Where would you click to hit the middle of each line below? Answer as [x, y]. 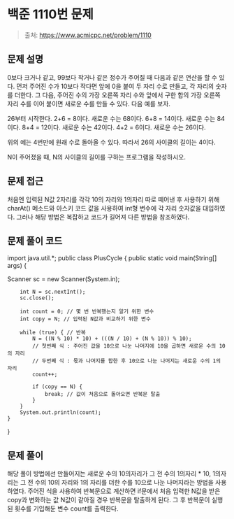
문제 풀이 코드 [35, 241]
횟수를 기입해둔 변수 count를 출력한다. [66, 509]
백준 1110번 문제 [51, 14]
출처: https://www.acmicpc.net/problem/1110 [88, 35]
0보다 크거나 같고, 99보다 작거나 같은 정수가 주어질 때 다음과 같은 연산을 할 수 [112, 77]
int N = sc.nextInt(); [53, 292]
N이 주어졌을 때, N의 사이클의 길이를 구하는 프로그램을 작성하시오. [97, 157]
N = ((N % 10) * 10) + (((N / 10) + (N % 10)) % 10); [112, 339]
